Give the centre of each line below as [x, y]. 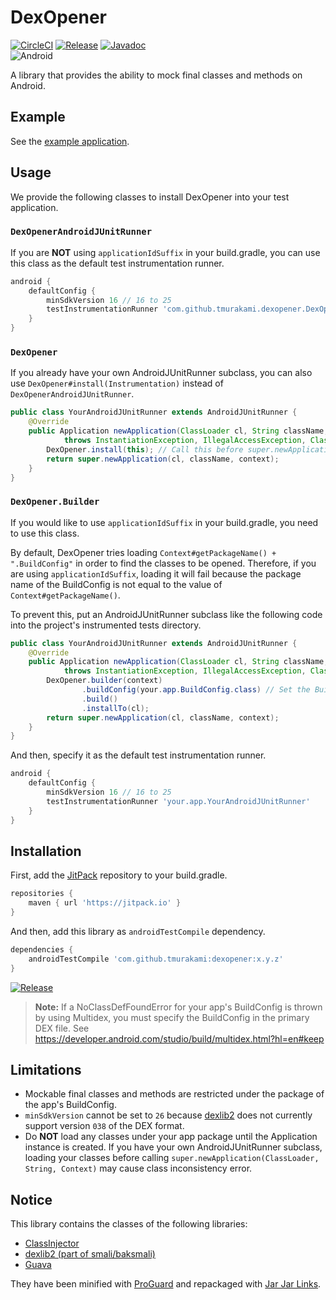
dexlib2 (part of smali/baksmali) [90, 1254]
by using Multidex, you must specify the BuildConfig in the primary [172, 1017]
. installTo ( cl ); [115, 708]
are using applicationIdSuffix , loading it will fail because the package [156, 573]
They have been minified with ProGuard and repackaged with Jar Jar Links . [166, 1284]
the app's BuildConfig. [70, 1105]
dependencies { [42, 950]
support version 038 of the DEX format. [104, 1126]
